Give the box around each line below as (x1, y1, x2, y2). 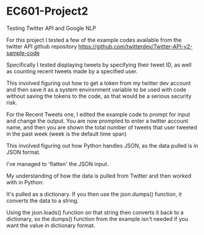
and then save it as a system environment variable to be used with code (6, 85, 187, 93)
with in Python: (6, 178, 44, 186)
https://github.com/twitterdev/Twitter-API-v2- (78, 43, 193, 50)
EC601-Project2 (6, 4, 88, 18)
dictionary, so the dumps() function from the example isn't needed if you (6, 215, 189, 222)
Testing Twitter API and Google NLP (6, 24, 96, 32)
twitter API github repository (6, 43, 77, 50)
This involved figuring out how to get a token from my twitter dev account (6, 79, 191, 87)
